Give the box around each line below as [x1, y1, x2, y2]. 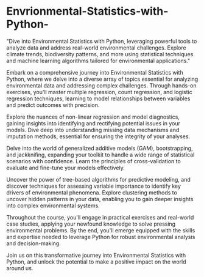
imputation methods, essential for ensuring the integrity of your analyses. [6, 133, 191, 140]
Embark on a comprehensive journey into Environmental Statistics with [6, 68, 184, 76]
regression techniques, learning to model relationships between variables [6, 95, 191, 102]
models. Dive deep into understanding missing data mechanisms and [6, 126, 180, 133]
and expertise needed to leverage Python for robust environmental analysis [6, 233, 195, 240]
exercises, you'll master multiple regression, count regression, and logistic [6, 88, 193, 95]
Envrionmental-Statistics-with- [6, 4, 169, 18]
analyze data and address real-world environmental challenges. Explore [6, 44, 187, 51]
